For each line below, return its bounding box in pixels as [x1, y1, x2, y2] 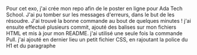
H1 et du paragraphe [6, 42, 56, 49]
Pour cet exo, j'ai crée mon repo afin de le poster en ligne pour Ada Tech [6, 5, 183, 12]
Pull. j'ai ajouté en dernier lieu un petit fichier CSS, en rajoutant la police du [6, 36, 188, 43]
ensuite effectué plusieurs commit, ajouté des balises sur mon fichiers [6, 23, 177, 30]
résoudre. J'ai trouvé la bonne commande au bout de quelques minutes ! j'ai [6, 18, 192, 24]
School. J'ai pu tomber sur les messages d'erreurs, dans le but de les [6, 11, 175, 18]
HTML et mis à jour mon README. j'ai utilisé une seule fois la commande [6, 30, 183, 37]
